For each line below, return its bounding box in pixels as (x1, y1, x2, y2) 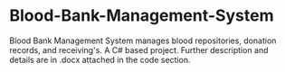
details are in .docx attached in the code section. (9, 54, 191, 65)
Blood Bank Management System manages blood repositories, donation (9, 35, 277, 46)
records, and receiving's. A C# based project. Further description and (9, 44, 269, 55)
